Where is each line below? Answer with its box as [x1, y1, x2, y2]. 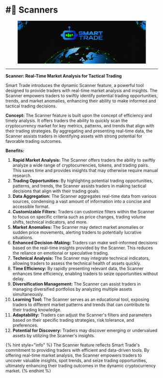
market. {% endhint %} [5, 368, 51, 374]
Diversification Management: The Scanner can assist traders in [12, 281, 141, 287]
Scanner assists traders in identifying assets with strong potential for [5, 133, 143, 139]
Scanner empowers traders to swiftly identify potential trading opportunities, [5, 92, 158, 99]
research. [12, 172, 32, 178]
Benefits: [5, 148, 25, 154]
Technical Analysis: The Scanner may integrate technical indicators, [12, 255, 150, 261]
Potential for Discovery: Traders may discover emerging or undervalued [12, 327, 158, 333]
